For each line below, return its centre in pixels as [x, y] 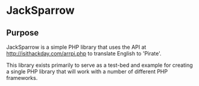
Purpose [23, 33]
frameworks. [22, 78]
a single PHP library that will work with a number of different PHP [87, 72]
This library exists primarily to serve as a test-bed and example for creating [99, 65]
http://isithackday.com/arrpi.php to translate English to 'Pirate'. [84, 54]
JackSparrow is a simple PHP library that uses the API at [76, 47]
